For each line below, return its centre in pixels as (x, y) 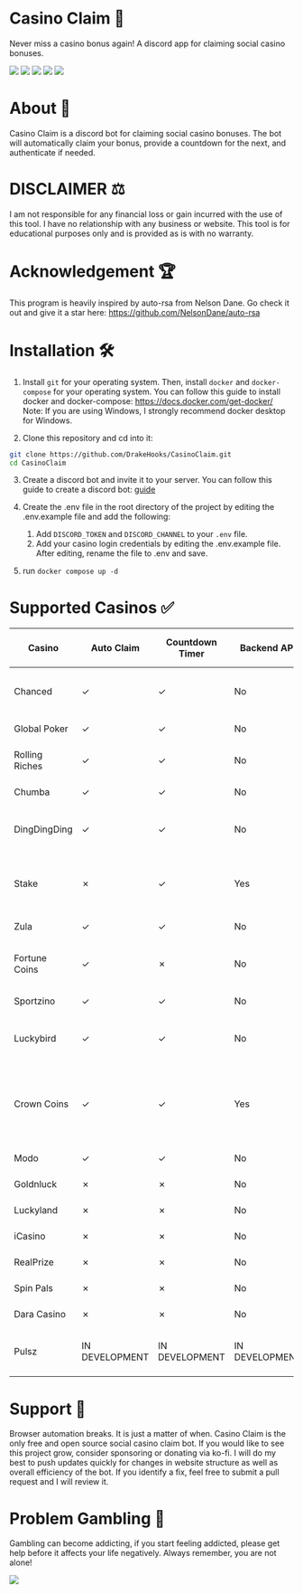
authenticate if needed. (53, 152)
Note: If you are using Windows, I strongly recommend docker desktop (154, 410)
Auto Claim (115, 648)
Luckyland (36, 1211)
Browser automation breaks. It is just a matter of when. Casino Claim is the (148, 1434)
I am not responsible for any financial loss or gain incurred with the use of (146, 214)
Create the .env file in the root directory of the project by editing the (148, 507)
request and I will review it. (59, 1482)
